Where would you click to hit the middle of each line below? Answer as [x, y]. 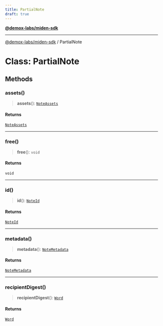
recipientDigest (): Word [40, 298]
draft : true [17, 14]
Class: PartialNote [42, 61]
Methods [19, 79]
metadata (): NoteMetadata [43, 249]
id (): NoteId [28, 201]
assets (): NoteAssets [37, 103]
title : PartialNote [25, 9]
